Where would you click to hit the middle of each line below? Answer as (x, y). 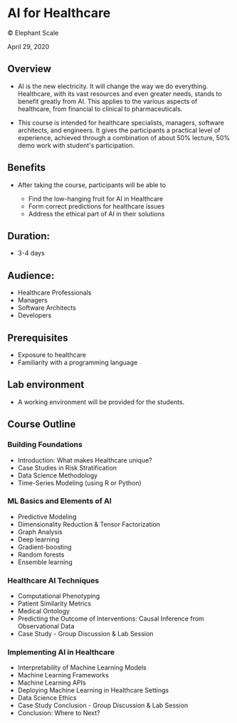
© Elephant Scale (33, 33)
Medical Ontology (43, 611)
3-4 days (31, 253)
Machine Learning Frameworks (63, 675)
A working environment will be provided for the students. (101, 402)
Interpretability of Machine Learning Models (82, 667)
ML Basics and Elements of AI (59, 501)
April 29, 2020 (28, 46)
